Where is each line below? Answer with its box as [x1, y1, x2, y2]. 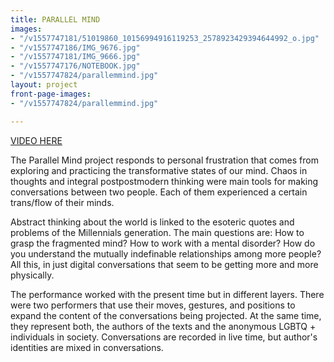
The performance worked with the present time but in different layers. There [10, 288, 325, 300]
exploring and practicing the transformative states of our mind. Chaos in [10, 164, 308, 176]
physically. [10, 269, 55, 281]
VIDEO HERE [10, 134, 63, 146]
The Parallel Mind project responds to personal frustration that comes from [10, 154, 319, 166]
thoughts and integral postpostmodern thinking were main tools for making [10, 175, 319, 187]
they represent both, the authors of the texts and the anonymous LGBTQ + [10, 320, 317, 332]
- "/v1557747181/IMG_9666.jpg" [10, 52, 141, 62]
